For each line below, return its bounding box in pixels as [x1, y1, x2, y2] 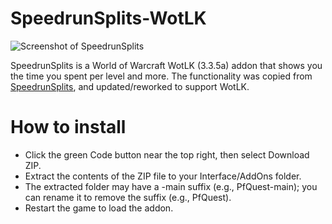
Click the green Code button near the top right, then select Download [24, 148, 310, 161]
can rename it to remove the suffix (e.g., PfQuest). [24, 191, 232, 203]
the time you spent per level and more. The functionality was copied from [10, 70, 313, 82]
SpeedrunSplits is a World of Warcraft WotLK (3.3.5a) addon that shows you [10, 59, 323, 71]
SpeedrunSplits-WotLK [10, 7, 207, 30]
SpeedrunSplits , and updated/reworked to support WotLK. [10, 80, 250, 92]
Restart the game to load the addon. [24, 202, 174, 214]
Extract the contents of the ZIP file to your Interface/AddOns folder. [24, 170, 302, 182]
